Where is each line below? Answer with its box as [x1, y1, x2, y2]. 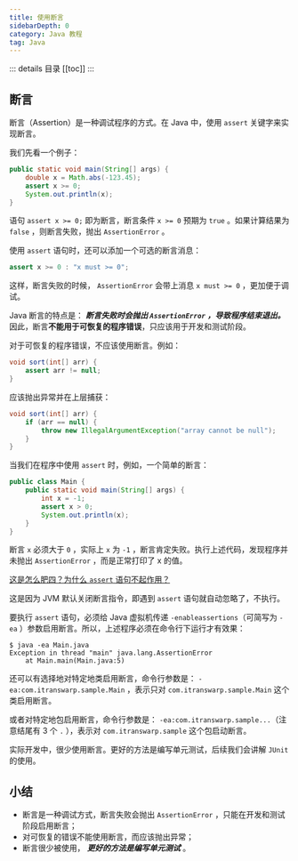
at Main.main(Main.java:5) [25, 656, 125, 665]
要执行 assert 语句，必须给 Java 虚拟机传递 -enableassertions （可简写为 [9, 612, 278, 623]
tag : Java [9, 37, 46, 47]
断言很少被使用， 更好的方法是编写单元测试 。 [21, 842, 191, 854]
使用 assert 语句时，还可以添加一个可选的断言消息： [9, 245, 202, 256]
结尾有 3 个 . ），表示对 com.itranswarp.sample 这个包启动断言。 [16, 726, 252, 736]
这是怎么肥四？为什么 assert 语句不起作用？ [9, 575, 171, 585]
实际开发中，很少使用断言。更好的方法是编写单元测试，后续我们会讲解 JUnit [9, 744, 289, 755]
